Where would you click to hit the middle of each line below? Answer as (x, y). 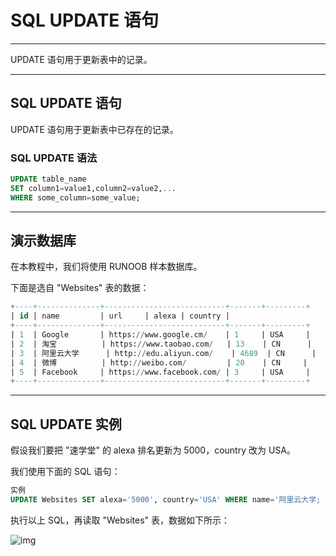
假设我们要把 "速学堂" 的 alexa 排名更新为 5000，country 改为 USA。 (153, 450)
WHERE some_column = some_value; (75, 197)
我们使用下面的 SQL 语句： (65, 472)
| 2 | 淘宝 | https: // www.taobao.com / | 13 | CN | (161, 344)
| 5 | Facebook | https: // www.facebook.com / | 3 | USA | (160, 372)
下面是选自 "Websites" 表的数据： (80, 288)
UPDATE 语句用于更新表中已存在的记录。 (94, 129)
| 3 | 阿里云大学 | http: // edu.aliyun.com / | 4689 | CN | (163, 353)
